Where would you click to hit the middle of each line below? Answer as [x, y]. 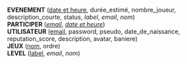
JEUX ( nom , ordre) [34, 46]
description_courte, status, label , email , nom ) [71, 17]
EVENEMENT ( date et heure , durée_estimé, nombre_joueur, [92, 10]
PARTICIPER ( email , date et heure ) [56, 24]
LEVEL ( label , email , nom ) [44, 53]
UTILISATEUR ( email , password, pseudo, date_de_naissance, [94, 31]
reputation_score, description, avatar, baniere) [73, 39]
